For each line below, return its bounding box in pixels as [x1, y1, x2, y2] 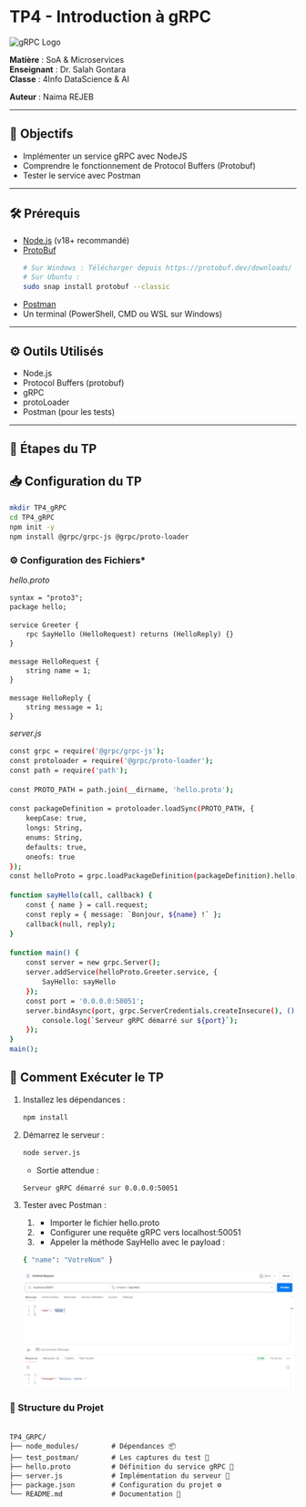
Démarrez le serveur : [22, 1129, 105, 1141]
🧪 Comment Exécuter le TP [9, 1069, 164, 1086]
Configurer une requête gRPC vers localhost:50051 [49, 1226, 241, 1237]
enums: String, [25, 832, 84, 842]
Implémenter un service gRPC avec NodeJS [22, 150, 189, 161]
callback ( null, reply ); [25, 919, 117, 929]
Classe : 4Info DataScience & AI [9, 73, 130, 84]
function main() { [9, 948, 79, 958]
